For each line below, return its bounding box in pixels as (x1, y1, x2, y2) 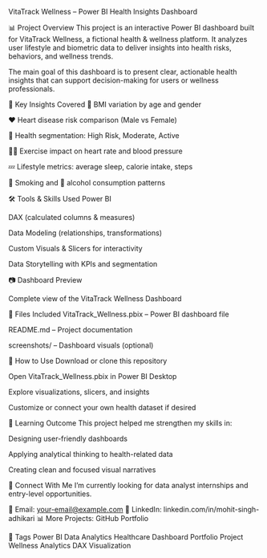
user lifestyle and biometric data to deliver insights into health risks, (8, 43, 232, 52)
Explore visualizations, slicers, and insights (8, 387, 150, 397)
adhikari (8, 514, 35, 523)
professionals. (8, 84, 55, 93)
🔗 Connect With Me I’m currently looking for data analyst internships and (8, 481, 249, 490)
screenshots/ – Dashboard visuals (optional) (8, 340, 154, 350)
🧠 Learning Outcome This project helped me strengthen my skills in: (8, 418, 233, 428)
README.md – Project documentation (8, 325, 133, 334)
